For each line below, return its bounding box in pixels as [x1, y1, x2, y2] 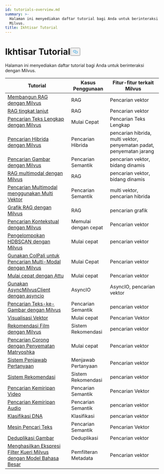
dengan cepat [71, 224, 103, 231]
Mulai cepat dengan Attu [7, 272, 64, 279]
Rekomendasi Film [7, 323, 50, 330]
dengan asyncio [7, 292, 44, 299]
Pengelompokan [7, 232, 45, 239]
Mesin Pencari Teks [7, 424, 53, 431]
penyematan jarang [109, 148, 155, 155]
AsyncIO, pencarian [109, 284, 155, 290]
